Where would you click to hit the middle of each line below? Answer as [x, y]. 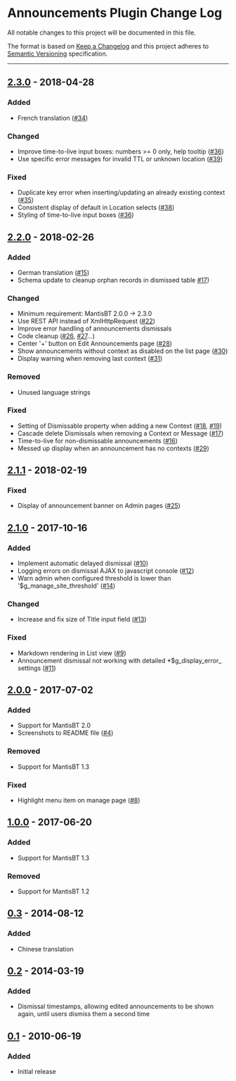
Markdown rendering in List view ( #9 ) [72, 653]
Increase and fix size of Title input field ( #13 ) [82, 619]
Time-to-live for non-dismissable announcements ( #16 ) [97, 440]
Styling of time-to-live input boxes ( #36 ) [76, 215]
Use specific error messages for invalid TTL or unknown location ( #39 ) [120, 159]
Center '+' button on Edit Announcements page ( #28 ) [95, 344]
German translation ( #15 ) [53, 272]
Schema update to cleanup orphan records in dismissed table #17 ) [113, 280]
